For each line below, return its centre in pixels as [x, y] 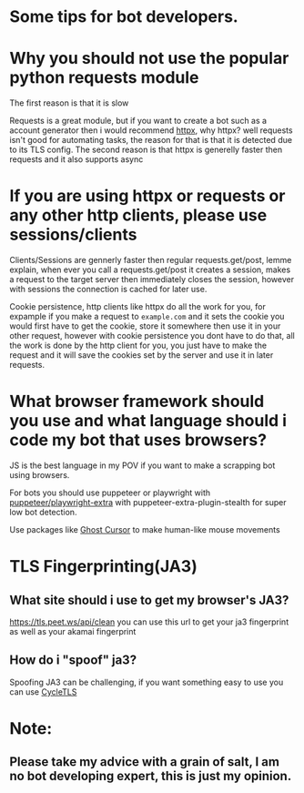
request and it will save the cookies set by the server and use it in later [142, 355]
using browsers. [40, 475]
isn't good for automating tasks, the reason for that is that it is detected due [151, 140]
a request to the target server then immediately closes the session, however [152, 280]
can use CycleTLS [43, 691]
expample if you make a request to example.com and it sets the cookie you [147, 317]
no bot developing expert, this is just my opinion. [151, 776]
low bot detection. [43, 512]
